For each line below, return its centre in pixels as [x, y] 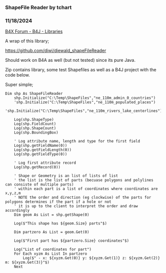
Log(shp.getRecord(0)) [37, 167]
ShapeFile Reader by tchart [38, 7]
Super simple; [19, 85]
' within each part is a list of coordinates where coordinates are [86, 189]
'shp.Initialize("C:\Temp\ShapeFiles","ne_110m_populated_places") [85, 102]
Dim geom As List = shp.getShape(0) [52, 215]
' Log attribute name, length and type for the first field [77, 141]
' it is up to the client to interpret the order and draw [76, 206]
